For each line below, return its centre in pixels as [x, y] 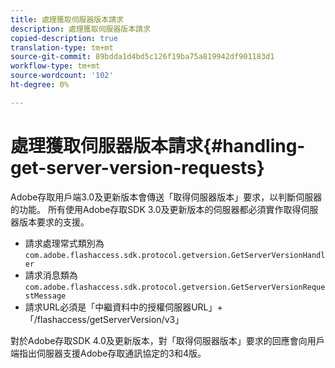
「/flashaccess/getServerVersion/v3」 [104, 319]
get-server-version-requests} [137, 167]
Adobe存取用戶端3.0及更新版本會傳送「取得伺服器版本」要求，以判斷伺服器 [166, 197]
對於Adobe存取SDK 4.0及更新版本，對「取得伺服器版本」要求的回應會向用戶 [167, 340]
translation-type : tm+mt [62, 47]
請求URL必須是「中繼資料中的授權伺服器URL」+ [123, 307]
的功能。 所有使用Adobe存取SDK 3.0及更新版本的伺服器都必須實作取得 [156, 209]
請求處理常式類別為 [64, 243]
